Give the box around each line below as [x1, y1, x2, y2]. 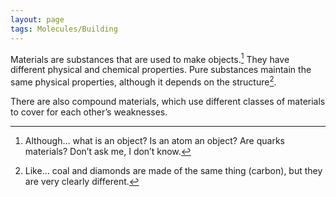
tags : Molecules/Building [10, 24, 118, 34]
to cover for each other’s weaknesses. [10, 106, 168, 118]
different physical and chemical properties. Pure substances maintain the [10, 64, 312, 76]
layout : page [10, 14, 65, 25]
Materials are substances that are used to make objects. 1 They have [10, 51, 290, 65]
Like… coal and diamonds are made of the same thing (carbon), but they [24, 164, 323, 176]
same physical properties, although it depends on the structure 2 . [10, 74, 277, 88]
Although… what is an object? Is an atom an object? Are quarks [24, 134, 285, 146]
